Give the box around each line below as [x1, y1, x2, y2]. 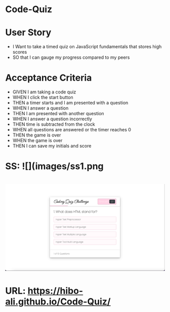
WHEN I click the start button [12, 94, 73, 100]
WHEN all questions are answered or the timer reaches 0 [12, 127, 132, 133]
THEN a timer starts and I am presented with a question [12, 100, 129, 106]
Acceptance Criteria [5, 72, 92, 84]
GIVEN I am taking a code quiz [12, 89, 76, 95]
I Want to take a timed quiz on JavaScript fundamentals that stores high [12, 44, 162, 50]
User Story [5, 27, 52, 39]
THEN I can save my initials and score [12, 143, 92, 149]
